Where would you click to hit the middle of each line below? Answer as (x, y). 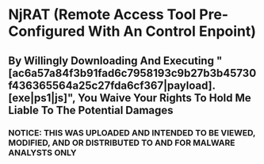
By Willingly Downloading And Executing (111, 61)
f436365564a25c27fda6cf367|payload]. (112, 85)
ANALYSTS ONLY (42, 152)
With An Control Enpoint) (172, 31)
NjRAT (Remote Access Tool (102, 15)
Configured (47, 31)
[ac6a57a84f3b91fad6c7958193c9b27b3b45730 (132, 73)
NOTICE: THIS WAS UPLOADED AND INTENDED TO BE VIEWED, (132, 132)
